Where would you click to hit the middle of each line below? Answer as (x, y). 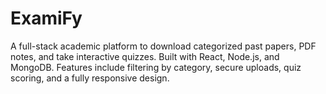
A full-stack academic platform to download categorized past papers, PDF (163, 46)
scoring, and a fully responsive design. (90, 78)
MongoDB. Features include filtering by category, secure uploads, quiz (156, 67)
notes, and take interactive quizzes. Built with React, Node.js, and (145, 56)
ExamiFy (46, 18)
